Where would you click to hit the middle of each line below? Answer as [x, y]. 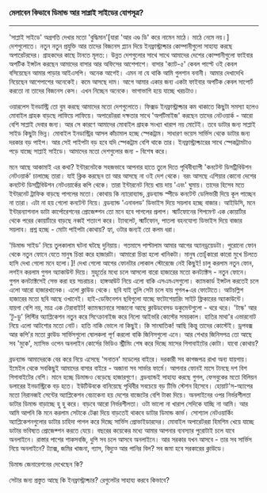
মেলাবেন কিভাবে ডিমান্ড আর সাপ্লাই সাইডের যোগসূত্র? [76, 13]
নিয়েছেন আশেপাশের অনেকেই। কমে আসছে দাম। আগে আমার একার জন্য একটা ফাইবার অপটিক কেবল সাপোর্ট [131, 82]
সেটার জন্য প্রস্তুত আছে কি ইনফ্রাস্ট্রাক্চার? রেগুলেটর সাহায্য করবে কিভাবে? [89, 480]
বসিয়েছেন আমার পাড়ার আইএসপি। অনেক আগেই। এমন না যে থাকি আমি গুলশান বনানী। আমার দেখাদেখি [126, 73]
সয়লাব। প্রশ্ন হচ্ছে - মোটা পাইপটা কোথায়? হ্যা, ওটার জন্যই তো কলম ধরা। [93, 230]
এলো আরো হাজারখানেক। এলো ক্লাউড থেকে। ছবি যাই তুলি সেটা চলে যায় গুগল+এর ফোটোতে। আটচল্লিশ [126, 290]
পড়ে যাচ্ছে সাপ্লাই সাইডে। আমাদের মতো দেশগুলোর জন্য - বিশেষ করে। [89, 151]
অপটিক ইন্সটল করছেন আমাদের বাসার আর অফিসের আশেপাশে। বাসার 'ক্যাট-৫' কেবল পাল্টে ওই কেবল [123, 64]
